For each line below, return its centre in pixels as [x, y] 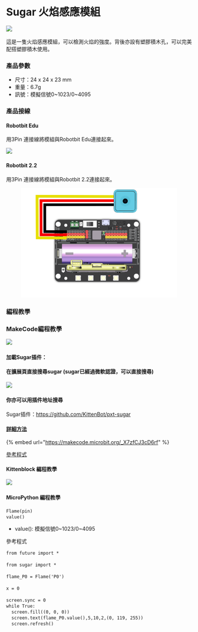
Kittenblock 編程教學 [32, 469]
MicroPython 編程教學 [33, 498]
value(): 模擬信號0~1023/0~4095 [55, 528]
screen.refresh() [33, 624]
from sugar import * [32, 565]
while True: [21, 606]
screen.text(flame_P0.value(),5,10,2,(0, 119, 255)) [77, 618]
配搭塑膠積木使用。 [29, 49]
